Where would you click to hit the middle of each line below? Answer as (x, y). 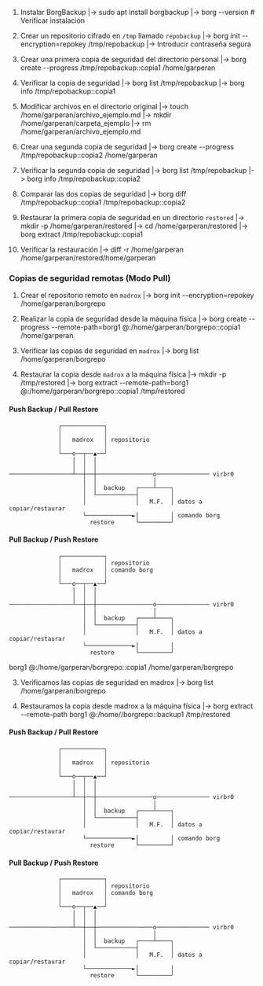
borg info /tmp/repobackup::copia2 (84, 178)
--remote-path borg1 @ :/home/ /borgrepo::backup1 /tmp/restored (125, 714)
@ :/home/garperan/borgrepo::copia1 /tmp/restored (102, 391)
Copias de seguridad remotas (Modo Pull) (90, 278)
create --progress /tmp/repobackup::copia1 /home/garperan (118, 68)
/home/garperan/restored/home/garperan (88, 258)
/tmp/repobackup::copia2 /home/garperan (89, 155)
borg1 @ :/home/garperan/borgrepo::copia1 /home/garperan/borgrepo (121, 667)
